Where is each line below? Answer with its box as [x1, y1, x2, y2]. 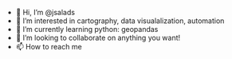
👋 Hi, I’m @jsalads [15, 8, 76, 17]
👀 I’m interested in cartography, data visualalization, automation [15, 16, 225, 26]
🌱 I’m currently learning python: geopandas [15, 25, 159, 33]
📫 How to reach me [15, 42, 82, 51]
